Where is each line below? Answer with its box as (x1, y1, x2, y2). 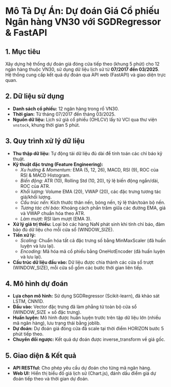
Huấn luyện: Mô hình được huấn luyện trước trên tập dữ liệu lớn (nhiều (12, 315, 161, 321)
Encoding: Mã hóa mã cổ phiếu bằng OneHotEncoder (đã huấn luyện (20, 248, 165, 254)
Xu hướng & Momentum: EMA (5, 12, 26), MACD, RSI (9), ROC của (20, 166, 159, 173)
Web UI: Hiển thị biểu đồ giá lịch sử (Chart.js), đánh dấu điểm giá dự (12, 370, 157, 376)
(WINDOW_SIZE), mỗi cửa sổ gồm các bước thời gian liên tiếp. (12, 264, 143, 271)
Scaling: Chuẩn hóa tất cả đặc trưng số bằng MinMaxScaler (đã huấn (20, 237, 166, 243)
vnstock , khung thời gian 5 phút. (12, 122, 80, 128)
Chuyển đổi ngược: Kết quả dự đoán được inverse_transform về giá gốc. (12, 336, 165, 342)
